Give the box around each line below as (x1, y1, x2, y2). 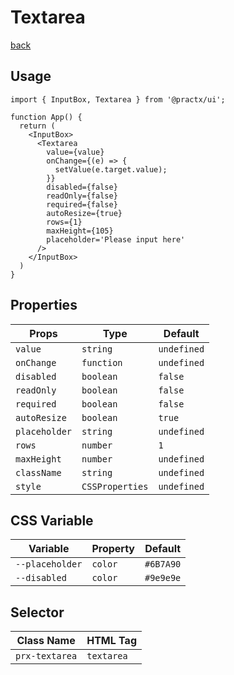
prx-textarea (15, 651, 78, 662)
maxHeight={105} (46, 226, 114, 236)
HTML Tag (86, 634, 138, 648)
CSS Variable (10, 512, 94, 529)
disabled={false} (46, 182, 118, 192)
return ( (19, 121, 56, 131)
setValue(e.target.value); (54, 164, 168, 175)
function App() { (10, 112, 83, 122)
